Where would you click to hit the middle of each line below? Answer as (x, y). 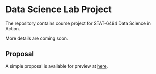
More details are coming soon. (37, 38)
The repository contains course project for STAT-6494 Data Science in (78, 23)
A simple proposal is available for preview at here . (57, 66)
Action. (13, 28)
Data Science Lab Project (58, 9)
